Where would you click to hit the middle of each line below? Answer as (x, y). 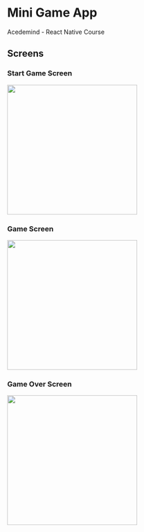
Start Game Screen (40, 73)
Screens (25, 54)
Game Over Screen (39, 384)
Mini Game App (52, 13)
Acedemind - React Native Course (56, 32)
